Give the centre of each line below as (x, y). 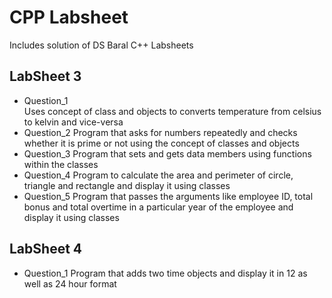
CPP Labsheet (69, 17)
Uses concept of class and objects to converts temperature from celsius (172, 111)
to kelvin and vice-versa (73, 122)
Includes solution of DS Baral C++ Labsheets (101, 45)
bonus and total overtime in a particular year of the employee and (158, 207)
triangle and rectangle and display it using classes (127, 185)
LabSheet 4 (46, 249)
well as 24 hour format (70, 283)
